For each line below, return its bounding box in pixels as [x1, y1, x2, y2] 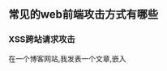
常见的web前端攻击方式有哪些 [8, 7, 159, 22]
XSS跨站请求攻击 [8, 34, 75, 45]
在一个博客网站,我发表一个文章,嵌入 [8, 53, 127, 63]
